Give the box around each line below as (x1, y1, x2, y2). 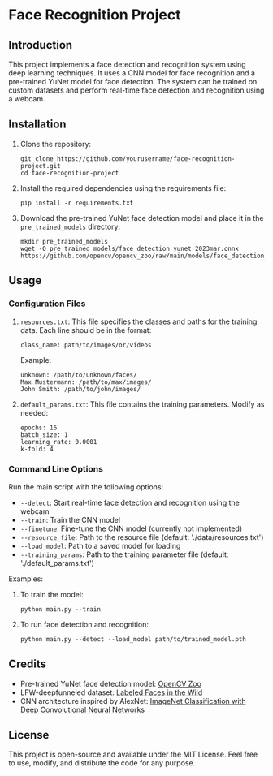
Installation (8, 118, 67, 131)
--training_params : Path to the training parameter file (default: (19, 550, 229, 559)
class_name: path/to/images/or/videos (19, 341, 152, 349)
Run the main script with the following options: (8, 481, 164, 492)
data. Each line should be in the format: (19, 325, 152, 334)
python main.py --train (19, 605, 102, 614)
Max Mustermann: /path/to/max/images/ (19, 377, 152, 386)
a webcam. (8, 94, 46, 103)
